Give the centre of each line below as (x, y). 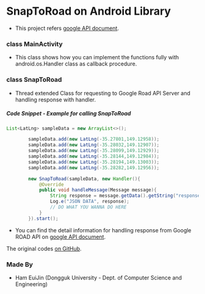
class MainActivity (34, 44)
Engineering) (31, 284)
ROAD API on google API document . (60, 237)
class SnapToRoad (34, 79)
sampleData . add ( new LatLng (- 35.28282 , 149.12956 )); (94, 167)
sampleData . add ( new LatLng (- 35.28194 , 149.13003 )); (94, 162)
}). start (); (44, 218)
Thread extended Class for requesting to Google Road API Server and (103, 93)
